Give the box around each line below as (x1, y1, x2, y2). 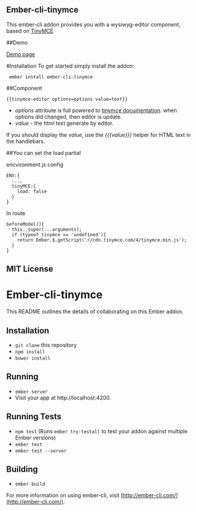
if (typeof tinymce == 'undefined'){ (11, 231, 107, 237)
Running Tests (6, 412, 61, 422)
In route (6, 209, 26, 216)
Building (6, 464, 38, 474)
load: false (17, 188, 47, 195)
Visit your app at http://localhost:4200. (14, 394, 111, 401)
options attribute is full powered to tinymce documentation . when (14, 107, 177, 114)
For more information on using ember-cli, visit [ (6, 492, 124, 499)
